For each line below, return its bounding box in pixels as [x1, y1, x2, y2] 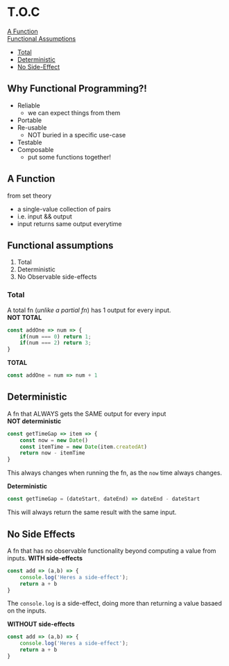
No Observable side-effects [17, 273, 97, 281]
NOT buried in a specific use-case [27, 130, 126, 139]
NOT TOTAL [7, 313, 42, 321]
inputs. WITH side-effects [7, 554, 83, 562]
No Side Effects [7, 528, 76, 540]
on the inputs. [7, 606, 46, 615]
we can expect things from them [27, 108, 121, 117]
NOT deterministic [7, 417, 62, 425]
